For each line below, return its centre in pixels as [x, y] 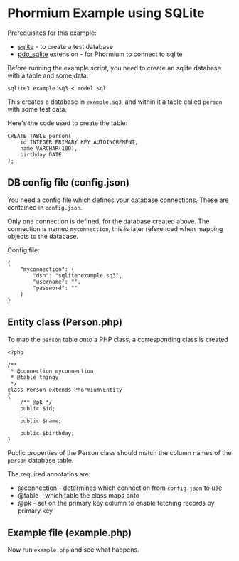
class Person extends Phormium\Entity [65, 390]
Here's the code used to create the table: [68, 123]
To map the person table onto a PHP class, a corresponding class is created [118, 339]
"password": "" [55, 288]
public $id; [38, 408]
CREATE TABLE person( [39, 136]
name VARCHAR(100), [49, 148]
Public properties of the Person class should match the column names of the [119, 452]
